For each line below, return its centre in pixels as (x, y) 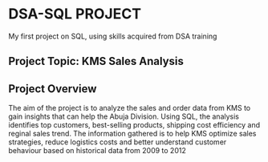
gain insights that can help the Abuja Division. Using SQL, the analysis (124, 116)
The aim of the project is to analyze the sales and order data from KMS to (130, 108)
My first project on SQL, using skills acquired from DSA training (113, 36)
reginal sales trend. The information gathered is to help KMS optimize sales (132, 134)
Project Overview (53, 89)
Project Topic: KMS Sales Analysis (96, 61)
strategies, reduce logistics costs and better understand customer (118, 142)
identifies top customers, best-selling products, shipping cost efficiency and (134, 125)
